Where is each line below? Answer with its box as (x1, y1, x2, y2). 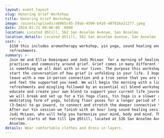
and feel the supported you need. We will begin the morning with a (9, 80, 152, 85)
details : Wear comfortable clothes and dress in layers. (5, 125, 123, 130)
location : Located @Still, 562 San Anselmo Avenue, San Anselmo (5, 30, 139, 35)
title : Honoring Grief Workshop (5, 16, 71, 21)
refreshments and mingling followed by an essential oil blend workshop (9, 84, 161, 90)
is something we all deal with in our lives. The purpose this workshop (9, 67, 161, 71)
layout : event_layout (5, 7, 49, 12)
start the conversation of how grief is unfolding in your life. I (9, 71, 150, 76)
